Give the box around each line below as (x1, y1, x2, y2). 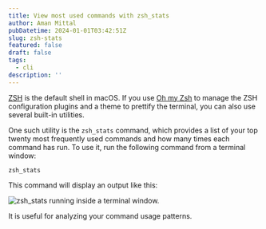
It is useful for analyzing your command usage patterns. (8, 211, 193, 220)
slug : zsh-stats (8, 34, 62, 42)
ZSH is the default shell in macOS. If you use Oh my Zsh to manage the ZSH (8, 93, 258, 102)
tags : (8, 57, 26, 65)
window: (8, 151, 37, 160)
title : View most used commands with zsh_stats (8, 11, 170, 20)
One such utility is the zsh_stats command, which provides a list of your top (8, 125, 258, 135)
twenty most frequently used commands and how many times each (8, 133, 230, 144)
